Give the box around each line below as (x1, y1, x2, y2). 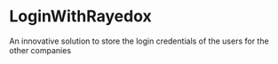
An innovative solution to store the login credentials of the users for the (9, 36, 269, 46)
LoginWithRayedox (9, 6, 153, 27)
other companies (9, 44, 72, 55)
